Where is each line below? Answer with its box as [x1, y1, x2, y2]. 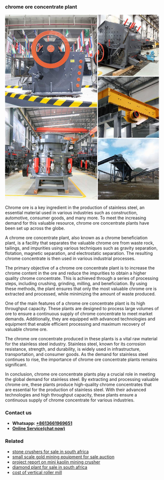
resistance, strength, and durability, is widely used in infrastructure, [5, 346, 141, 352]
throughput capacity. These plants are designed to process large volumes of [5, 305, 159, 311]
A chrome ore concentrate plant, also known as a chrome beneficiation [5, 234, 148, 240]
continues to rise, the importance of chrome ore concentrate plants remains [5, 356, 158, 362]
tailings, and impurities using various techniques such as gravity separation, [5, 245, 158, 251]
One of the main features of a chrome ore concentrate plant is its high [5, 300, 145, 306]
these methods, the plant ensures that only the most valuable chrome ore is [5, 286, 157, 292]
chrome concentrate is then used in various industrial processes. [5, 255, 136, 261]
